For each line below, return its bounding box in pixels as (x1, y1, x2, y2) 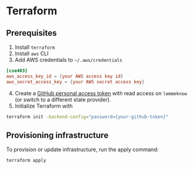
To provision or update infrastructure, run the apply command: (6, 146, 159, 153)
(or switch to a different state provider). (14, 96, 111, 103)
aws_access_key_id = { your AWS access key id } (6, 73, 124, 79)
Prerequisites (6, 28, 57, 38)
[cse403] (6, 68, 28, 74)
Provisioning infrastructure (6, 130, 109, 140)
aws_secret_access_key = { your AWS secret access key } (6, 79, 145, 84)
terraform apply (6, 158, 46, 164)
